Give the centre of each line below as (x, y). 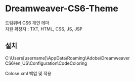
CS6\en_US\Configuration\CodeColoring (46, 63)
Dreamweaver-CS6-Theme (62, 9)
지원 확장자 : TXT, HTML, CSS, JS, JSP (44, 29)
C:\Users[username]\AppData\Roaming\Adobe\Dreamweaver (67, 58)
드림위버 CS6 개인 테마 (27, 23)
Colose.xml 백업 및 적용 (28, 73)
